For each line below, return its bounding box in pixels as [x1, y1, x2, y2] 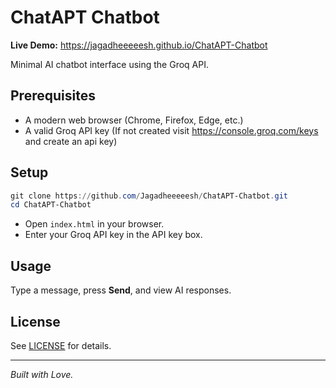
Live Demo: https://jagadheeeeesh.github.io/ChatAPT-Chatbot [10, 39, 268, 51]
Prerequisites [10, 87, 96, 105]
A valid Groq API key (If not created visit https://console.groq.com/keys [24, 124, 319, 136]
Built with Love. [10, 368, 74, 380]
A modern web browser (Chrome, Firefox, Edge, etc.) [24, 114, 244, 126]
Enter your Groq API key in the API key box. [24, 229, 203, 241]
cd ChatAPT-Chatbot [10, 200, 92, 210]
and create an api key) [24, 135, 118, 147]
